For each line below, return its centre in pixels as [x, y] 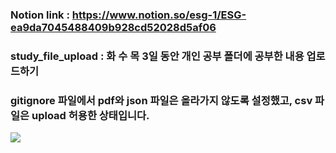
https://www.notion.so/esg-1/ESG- [159, 15]
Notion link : [40, 15]
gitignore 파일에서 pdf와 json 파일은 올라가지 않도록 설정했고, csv [161, 100]
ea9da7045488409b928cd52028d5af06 [113, 27]
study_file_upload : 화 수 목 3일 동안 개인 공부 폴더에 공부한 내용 [157, 56]
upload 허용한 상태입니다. [90, 115]
